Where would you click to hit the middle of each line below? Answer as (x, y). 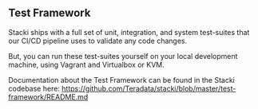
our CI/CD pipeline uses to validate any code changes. (98, 41)
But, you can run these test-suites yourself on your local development (123, 56)
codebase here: (34, 88)
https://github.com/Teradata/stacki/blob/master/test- (149, 88)
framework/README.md (48, 97)
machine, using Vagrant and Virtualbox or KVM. (87, 64)
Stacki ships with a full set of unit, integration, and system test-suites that (129, 32)
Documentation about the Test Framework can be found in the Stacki (122, 80)
